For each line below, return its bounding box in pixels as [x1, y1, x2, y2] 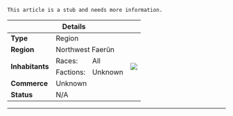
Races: [55, 56, 78, 65]
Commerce [10, 78, 49, 88]
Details [62, 22, 86, 31]
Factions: [55, 67, 86, 76]
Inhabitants [10, 62, 50, 71]
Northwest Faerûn [55, 45, 115, 54]
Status [10, 90, 33, 99]
